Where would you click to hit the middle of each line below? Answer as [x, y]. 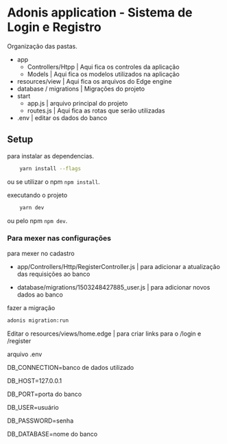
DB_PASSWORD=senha [40, 421]
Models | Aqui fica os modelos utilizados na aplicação [103, 74]
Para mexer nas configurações [59, 238]
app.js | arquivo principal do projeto [77, 103]
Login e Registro [54, 27]
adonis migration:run [38, 320]
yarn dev [32, 207]
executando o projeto [37, 195]
